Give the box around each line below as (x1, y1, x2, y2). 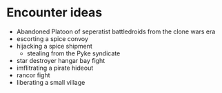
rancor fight (16, 70, 50, 79)
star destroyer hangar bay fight (16, 56, 105, 64)
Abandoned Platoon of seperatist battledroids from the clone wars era (16, 27, 216, 36)
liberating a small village (16, 78, 85, 86)
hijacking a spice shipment (16, 42, 92, 50)
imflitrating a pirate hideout (16, 64, 94, 72)
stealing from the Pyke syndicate (26, 49, 121, 57)
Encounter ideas (6, 5, 103, 21)
